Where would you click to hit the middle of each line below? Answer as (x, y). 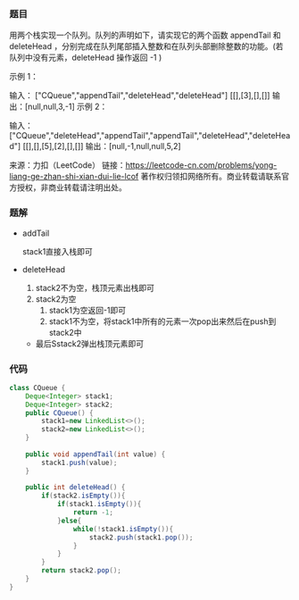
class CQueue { (37, 387)
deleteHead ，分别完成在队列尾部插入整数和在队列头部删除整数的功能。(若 (146, 46)
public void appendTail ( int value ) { (96, 454)
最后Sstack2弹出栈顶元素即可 (90, 343)
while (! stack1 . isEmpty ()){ (123, 529)
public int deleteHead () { (75, 487)
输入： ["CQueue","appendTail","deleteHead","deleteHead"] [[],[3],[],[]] (140, 96)
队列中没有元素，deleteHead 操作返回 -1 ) (86, 58)
